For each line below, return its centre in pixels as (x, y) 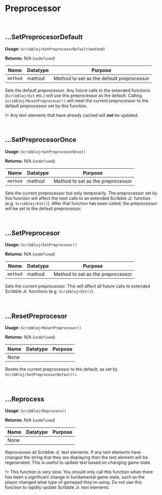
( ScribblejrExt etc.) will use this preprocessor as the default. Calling (74, 96)
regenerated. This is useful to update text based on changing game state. (78, 463)
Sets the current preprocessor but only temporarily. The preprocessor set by (81, 193)
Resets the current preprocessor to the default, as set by (61, 369)
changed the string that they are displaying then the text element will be (77, 457)
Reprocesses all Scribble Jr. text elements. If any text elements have (73, 452)
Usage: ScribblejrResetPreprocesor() (43, 328)
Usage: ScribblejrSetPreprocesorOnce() (45, 151)
